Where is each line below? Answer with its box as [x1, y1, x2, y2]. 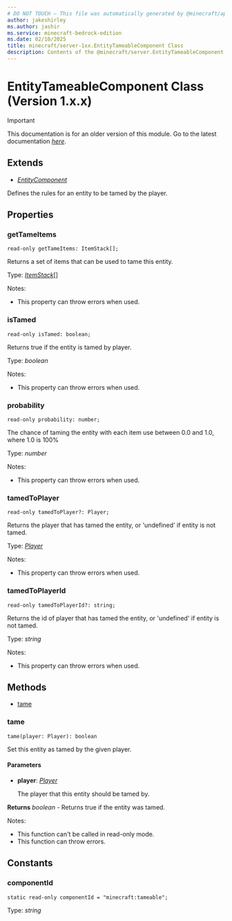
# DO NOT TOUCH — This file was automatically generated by [7, 10, 184, 17]
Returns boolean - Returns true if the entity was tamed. [7, 803, 166, 811]
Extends [7, 157, 43, 169]
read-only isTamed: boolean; [7, 330, 91, 338]
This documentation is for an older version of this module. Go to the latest [7, 129, 217, 138]
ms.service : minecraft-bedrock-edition [7, 29, 122, 37]
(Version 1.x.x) [7, 93, 93, 109]
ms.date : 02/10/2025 [7, 36, 67, 43]
